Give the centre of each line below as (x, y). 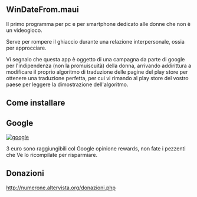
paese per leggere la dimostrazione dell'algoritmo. (67, 84)
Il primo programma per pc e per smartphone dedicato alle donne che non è (98, 24)
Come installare (36, 103)
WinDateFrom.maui (43, 10)
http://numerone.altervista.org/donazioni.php (61, 188)
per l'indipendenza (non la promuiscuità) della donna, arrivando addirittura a (99, 65)
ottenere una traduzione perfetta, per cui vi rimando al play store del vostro (97, 78)
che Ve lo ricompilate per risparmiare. (52, 155)
